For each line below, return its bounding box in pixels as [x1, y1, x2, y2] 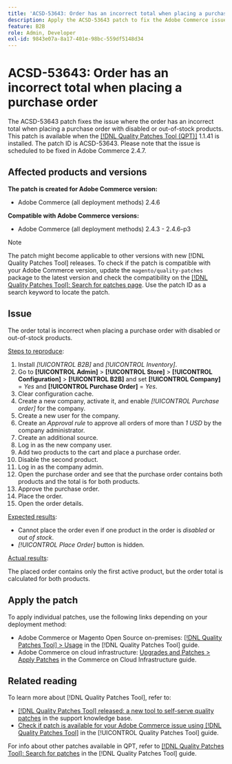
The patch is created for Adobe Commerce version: [8, 184, 158, 193]
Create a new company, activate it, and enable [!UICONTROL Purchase [17, 396, 220, 405]
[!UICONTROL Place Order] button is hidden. [17, 540, 145, 549]
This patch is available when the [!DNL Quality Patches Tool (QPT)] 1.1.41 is [8, 132, 220, 140]
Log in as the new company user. [17, 441, 112, 449]
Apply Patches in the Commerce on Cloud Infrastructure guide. [17, 655, 197, 664]
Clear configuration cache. [17, 390, 94, 398]
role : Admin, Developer [8, 29, 76, 36]
